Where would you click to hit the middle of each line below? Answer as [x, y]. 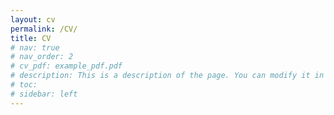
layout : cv [33, 19]
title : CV [31, 38]
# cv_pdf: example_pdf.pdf [66, 66]
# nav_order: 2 [42, 57]
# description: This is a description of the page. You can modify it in [167, 76]
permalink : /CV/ [44, 29]
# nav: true [35, 47]
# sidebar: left [44, 94]
